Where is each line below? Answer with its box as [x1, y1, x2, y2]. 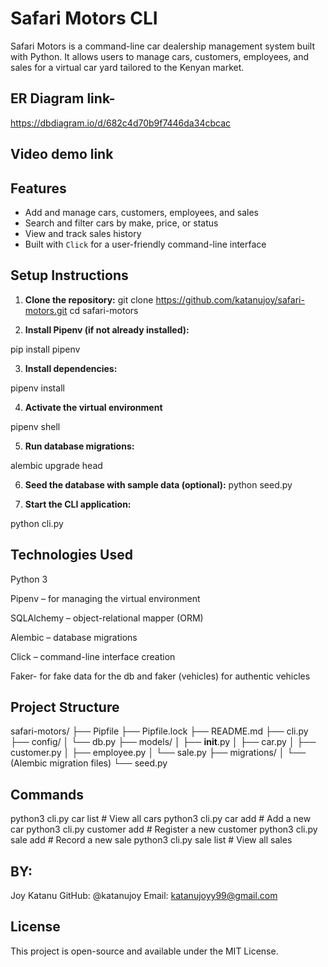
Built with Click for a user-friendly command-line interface [24, 238, 267, 250]
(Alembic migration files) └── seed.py [10, 757, 168, 769]
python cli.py [10, 517, 64, 529]
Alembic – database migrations [10, 631, 138, 643]
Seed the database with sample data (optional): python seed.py [24, 478, 293, 491]
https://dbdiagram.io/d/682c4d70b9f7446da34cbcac [10, 117, 231, 129]
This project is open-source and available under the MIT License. [10, 945, 279, 957]
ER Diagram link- [10, 90, 116, 107]
